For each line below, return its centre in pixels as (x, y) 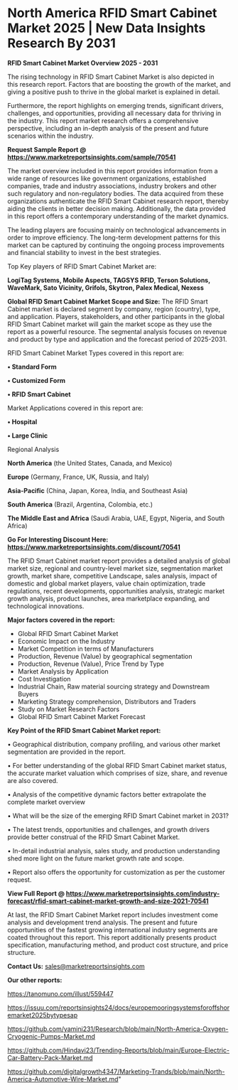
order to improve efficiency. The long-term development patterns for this (114, 237)
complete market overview (46, 802)
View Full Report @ (36, 893)
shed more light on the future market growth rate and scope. (96, 858)
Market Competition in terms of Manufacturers (86, 649)
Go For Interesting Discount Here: (58, 539)
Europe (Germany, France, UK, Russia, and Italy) (78, 477)
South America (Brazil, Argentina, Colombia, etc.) (80, 504)
